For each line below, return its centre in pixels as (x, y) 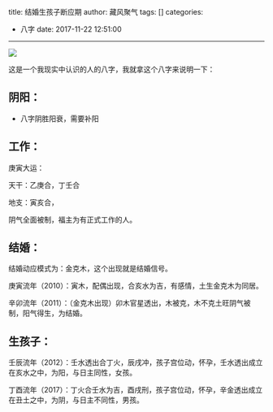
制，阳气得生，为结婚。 (48, 313)
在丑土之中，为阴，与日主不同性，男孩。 (76, 400)
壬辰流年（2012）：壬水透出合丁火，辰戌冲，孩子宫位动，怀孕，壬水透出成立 (136, 362)
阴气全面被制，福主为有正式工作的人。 (72, 219)
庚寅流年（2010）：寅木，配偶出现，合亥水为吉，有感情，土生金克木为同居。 (136, 286)
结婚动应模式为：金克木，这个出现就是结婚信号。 (90, 269)
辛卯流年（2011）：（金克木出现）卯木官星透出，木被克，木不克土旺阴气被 (130, 303)
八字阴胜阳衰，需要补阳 (59, 118)
